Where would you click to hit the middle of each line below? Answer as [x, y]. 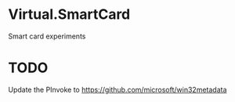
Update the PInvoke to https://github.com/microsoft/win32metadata [117, 89]
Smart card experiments [47, 36]
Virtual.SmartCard [69, 15]
